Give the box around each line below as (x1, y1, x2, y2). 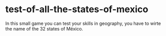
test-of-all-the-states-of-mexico (5, 4, 149, 15)
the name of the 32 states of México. (5, 25, 84, 31)
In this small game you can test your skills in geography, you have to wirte (5, 20, 161, 26)
